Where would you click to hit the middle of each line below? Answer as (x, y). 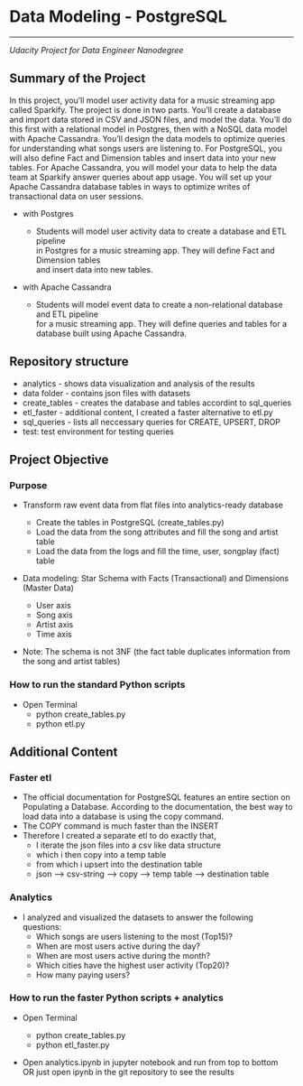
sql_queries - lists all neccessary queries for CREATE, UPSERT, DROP (151, 422)
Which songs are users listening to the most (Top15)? (134, 936)
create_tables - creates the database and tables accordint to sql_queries (156, 403)
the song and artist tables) (71, 662)
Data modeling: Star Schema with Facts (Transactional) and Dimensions (156, 579)
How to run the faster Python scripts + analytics (116, 998)
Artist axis (55, 625)
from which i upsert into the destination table (119, 865)
